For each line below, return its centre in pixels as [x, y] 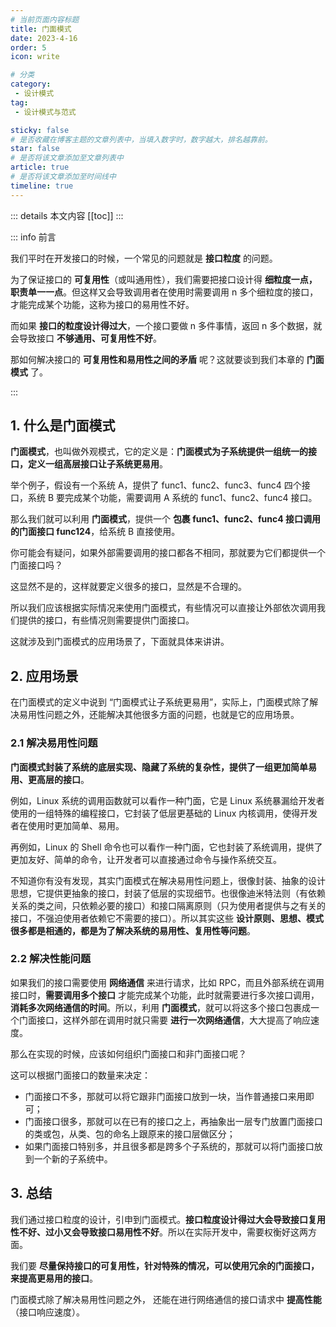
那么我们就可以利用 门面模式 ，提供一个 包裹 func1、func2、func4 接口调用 [166, 519]
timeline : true [42, 186]
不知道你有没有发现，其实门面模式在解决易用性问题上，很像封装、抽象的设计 [168, 880]
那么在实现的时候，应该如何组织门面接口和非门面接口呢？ [128, 1053]
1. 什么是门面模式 [63, 426]
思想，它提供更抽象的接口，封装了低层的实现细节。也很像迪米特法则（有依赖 [168, 893]
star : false [35, 149]
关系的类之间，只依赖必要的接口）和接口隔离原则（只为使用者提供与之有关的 [168, 905]
